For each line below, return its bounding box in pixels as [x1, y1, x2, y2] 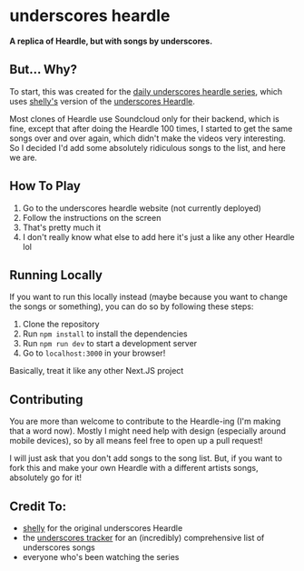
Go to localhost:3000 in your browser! [22, 347, 166, 359]
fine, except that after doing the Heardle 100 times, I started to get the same [9, 123, 293, 134]
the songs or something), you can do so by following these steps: [9, 301, 254, 312]
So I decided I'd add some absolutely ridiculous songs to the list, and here [9, 142, 286, 153]
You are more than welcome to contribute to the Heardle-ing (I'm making [9, 416, 281, 427]
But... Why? [9, 62, 77, 77]
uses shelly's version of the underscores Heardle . [9, 95, 195, 106]
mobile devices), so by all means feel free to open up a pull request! [9, 436, 263, 446]
